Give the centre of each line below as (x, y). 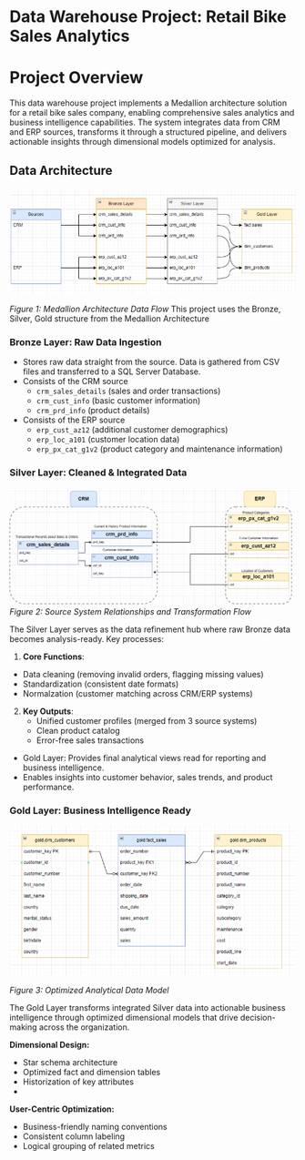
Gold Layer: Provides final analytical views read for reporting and (144, 758)
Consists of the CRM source (76, 382)
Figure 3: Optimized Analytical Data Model (89, 990)
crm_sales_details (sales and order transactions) (128, 391)
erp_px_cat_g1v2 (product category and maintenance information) (159, 449)
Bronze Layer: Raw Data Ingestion (86, 341)
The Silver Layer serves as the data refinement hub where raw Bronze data (150, 629)
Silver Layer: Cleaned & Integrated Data (98, 473)
